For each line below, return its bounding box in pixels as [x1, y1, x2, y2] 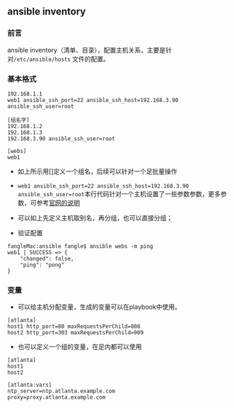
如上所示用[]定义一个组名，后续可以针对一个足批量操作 [17, 166, 178, 176]
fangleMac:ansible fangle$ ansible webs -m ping [7, 242, 153, 250]
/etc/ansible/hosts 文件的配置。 [13, 55, 110, 63]
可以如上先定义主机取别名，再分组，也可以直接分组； [17, 213, 173, 222]
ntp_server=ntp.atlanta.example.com [7, 387, 115, 395]
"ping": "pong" [20, 261, 65, 268]
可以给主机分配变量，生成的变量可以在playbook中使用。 [17, 302, 182, 311]
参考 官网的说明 [36, 198, 80, 207]
